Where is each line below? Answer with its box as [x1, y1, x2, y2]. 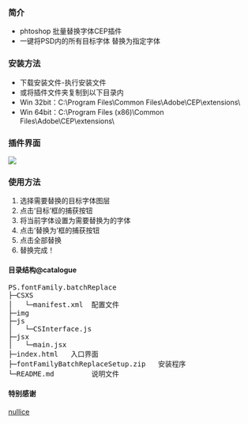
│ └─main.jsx [8, 340, 67, 350]
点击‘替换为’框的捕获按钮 [19, 225, 100, 235]
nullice [8, 407, 30, 416]
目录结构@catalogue [8, 265, 77, 274]
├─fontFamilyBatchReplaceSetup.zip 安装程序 [8, 360, 186, 369]
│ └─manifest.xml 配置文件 [8, 301, 120, 309]
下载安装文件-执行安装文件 [19, 78, 107, 87]
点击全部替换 [19, 236, 62, 245]
